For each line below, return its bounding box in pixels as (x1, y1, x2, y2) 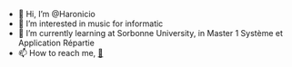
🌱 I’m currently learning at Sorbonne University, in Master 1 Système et (17, 28, 284, 38)
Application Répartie (17, 37, 96, 48)
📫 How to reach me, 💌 (17, 48, 104, 58)
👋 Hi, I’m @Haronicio (17, 9, 96, 19)
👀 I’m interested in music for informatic (17, 18, 164, 29)
